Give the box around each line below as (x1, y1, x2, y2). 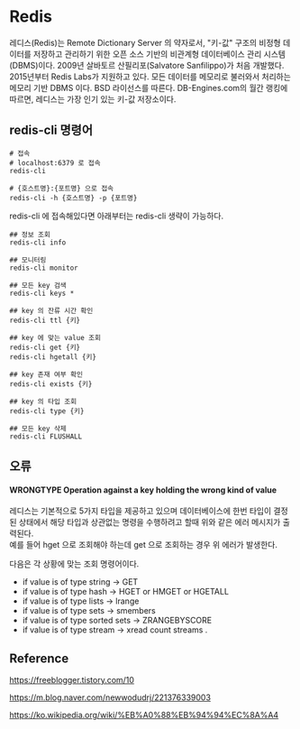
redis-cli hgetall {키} (9, 352, 97, 362)
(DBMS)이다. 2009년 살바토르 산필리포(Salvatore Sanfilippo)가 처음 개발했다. (9, 60, 285, 70)
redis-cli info (9, 237, 67, 247)
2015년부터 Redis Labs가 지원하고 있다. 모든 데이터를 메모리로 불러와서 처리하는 (9, 70, 291, 82)
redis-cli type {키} (9, 406, 85, 416)
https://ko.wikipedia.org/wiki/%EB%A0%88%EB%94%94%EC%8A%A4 (9, 710, 279, 721)
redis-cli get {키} (9, 343, 81, 352)
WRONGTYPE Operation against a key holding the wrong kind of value (9, 484, 277, 495)
